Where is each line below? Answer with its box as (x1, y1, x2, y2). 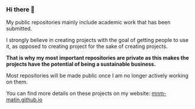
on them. (6, 78, 28, 85)
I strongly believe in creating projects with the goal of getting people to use (6, 37, 189, 44)
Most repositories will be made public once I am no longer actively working (6, 72, 189, 79)
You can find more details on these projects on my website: (6, 90, 151, 97)
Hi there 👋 (6, 5, 35, 14)
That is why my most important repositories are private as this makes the (6, 54, 189, 62)
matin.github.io (6, 96, 43, 103)
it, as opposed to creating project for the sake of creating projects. (6, 43, 168, 50)
